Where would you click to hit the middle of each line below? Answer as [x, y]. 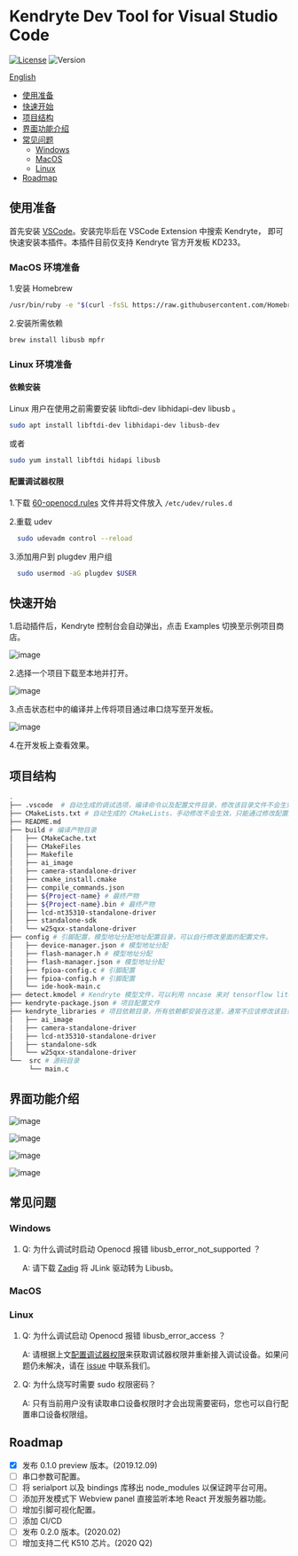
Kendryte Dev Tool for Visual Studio [144, 16]
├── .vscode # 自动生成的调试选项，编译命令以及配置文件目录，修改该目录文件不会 [145, 806]
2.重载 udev [31, 522]
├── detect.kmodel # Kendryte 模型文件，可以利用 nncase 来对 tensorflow [141, 995]
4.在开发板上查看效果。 [52, 745]
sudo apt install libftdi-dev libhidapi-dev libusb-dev [114, 425]
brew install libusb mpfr [57, 340]
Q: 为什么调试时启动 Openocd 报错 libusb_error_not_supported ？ [141, 1249]
